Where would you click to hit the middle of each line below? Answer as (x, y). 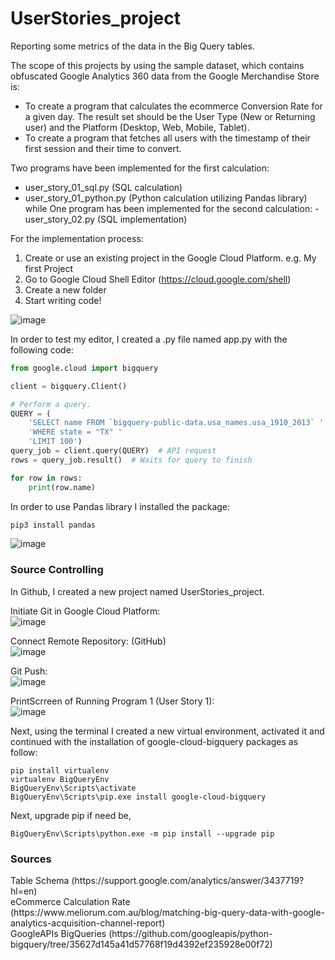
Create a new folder (65, 289)
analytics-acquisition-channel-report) (88, 923)
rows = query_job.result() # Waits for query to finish (131, 460)
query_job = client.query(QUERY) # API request (113, 451)
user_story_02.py (60, 219)
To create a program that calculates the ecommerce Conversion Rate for (173, 106)
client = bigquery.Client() (69, 386)
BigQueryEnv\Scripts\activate (73, 788)
